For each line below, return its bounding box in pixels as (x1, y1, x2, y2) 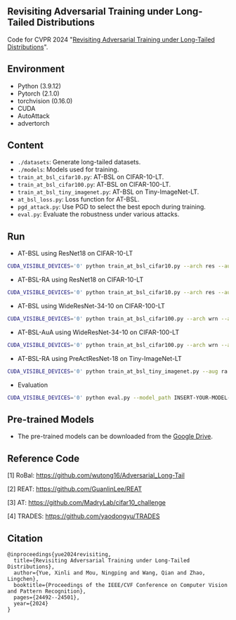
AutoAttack (17, 112, 51, 120)
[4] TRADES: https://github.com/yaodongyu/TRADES (7, 512, 160, 520)
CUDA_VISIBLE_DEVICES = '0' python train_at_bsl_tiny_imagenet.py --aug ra (7, 368, 228, 375)
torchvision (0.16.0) (17, 96, 73, 105)
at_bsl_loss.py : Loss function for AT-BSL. (17, 195, 140, 204)
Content (7, 140, 44, 152)
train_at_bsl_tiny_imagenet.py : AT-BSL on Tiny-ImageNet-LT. (17, 187, 199, 196)
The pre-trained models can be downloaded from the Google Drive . (17, 432, 213, 441)
